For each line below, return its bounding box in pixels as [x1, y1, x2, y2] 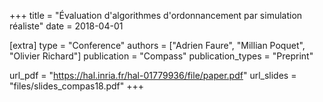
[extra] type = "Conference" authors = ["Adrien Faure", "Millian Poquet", [9, 40, 306, 51]
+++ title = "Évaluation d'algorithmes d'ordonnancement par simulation [9, 10, 303, 21]
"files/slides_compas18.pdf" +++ [9, 80, 145, 92]
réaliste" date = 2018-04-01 [9, 20, 124, 32]
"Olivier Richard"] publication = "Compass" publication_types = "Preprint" [9, 50, 314, 62]
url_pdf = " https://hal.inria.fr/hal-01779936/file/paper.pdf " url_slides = [9, 70, 297, 81]
